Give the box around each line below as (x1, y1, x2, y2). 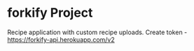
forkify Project (7, 5, 93, 21)
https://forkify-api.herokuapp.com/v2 (7, 35, 116, 43)
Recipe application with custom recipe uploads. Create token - (7, 28, 188, 36)
